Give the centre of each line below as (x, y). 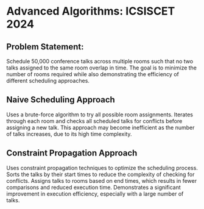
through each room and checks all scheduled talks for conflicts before (94, 121)
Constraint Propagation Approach (72, 153)
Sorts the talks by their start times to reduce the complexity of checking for (100, 174)
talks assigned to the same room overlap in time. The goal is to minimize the (101, 68)
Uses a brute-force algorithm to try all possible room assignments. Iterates (100, 115)
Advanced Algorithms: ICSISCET (91, 11)
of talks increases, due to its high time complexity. (69, 134)
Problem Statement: (45, 47)
